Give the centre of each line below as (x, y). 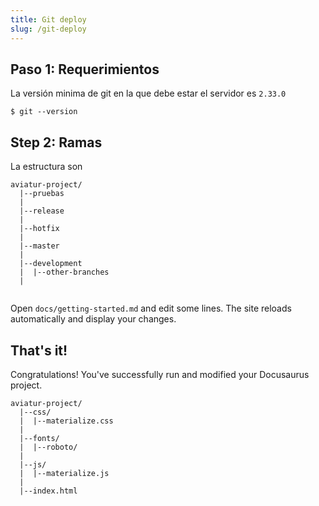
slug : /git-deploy (48, 29)
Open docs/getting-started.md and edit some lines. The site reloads (151, 308)
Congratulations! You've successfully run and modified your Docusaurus (160, 374)
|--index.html (48, 491)
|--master (39, 246)
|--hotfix (39, 229)
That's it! (39, 350)
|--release (42, 211)
